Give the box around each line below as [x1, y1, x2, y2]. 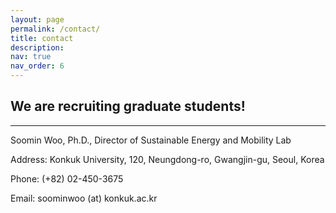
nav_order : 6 [10, 61, 65, 71]
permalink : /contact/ [10, 24, 101, 34]
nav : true [10, 52, 52, 62]
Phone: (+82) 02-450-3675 [10, 172, 124, 185]
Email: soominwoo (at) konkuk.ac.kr [10, 192, 158, 204]
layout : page [10, 14, 65, 25]
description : [10, 42, 65, 53]
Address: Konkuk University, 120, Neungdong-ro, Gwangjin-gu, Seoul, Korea [10, 153, 325, 165]
